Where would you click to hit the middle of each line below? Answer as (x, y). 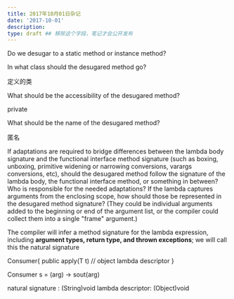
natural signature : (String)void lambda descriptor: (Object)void (98, 288)
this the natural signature (43, 248)
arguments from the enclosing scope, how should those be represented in (115, 196)
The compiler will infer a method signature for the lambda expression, (108, 232)
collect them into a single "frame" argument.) (73, 219)
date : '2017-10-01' (36, 20)
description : (26, 27)
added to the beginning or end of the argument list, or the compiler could (113, 211)
